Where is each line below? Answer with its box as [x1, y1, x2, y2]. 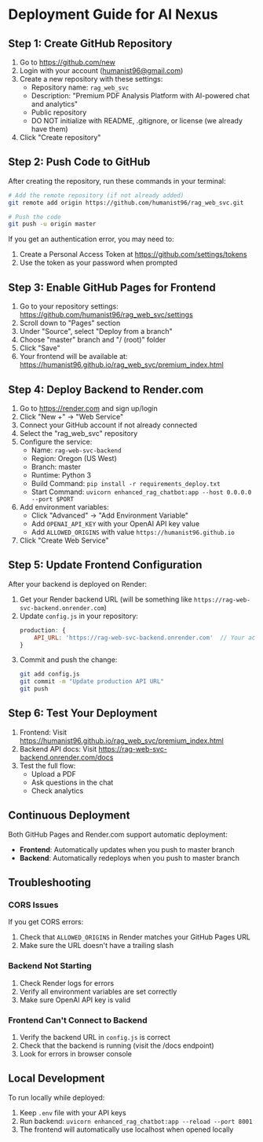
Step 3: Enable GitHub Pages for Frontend [8, 280, 216, 294]
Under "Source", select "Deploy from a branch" [19, 327, 173, 336]
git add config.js [19, 670, 80, 679]
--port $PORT [31, 495, 75, 503]
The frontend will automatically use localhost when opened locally [19, 1125, 234, 1134]
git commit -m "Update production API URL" [19, 678, 165, 686]
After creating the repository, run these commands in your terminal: [8, 176, 226, 185]
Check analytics [31, 785, 84, 795]
